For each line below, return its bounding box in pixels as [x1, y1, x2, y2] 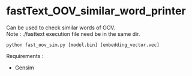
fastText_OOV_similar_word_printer [6, 4, 186, 18]
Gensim [14, 64, 34, 71]
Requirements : [6, 52, 44, 59]
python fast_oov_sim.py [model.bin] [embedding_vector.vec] [6, 42, 160, 48]
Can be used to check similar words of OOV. [6, 24, 116, 31]
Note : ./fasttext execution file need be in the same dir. [6, 30, 140, 37]
